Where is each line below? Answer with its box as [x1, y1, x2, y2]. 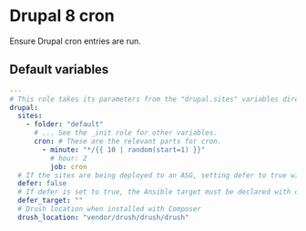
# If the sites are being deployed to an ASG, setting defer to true [17, 170, 287, 180]
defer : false [17, 179, 67, 188]
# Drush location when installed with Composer [17, 205, 202, 214]
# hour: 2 [49, 154, 88, 163]
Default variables [9, 62, 109, 77]
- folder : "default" [25, 120, 104, 129]
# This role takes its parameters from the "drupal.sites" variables [9, 95, 280, 104]
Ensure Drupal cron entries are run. [9, 35, 141, 46]
